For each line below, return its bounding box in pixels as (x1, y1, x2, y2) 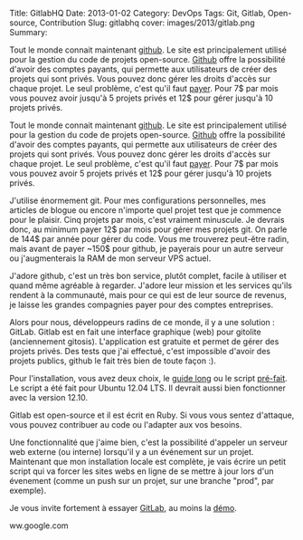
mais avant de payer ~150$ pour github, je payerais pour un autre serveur (9, 244, 284, 254)
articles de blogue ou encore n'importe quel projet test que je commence (9, 205, 282, 216)
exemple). (9, 485, 47, 496)
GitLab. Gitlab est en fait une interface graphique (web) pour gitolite (9, 326, 261, 337)
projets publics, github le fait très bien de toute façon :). (9, 355, 217, 366)
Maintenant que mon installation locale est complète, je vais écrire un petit (9, 457, 287, 467)
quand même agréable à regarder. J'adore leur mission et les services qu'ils (9, 280, 292, 291)
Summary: (9, 27, 48, 37)
